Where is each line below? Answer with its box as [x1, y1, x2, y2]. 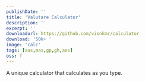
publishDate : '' [6, 8, 46, 15]
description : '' [6, 20, 46, 26]
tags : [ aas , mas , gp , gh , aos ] [6, 48, 73, 53]
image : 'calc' [6, 42, 42, 48]
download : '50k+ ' [6, 36, 52, 42]
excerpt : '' [6, 25, 36, 31]
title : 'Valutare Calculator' [6, 14, 81, 20]
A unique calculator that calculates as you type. [6, 69, 123, 76]
